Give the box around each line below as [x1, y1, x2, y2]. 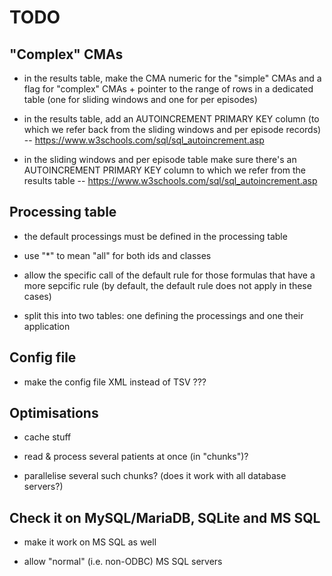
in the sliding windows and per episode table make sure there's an [23, 154, 297, 165]
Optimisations [9, 405, 99, 422]
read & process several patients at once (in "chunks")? [23, 451, 249, 463]
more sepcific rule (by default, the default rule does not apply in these [23, 279, 312, 291]
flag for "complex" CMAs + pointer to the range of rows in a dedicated [23, 83, 314, 95]
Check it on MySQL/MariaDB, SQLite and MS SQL [9, 509, 321, 526]
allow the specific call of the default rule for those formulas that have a [23, 269, 316, 281]
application [23, 320, 71, 332]
